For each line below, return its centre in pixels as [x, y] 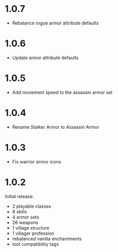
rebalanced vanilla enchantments [47, 239]
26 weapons [25, 222]
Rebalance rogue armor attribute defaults [55, 23]
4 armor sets [25, 217]
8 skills [20, 211]
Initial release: [19, 196]
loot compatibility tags [35, 244]
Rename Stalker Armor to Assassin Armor [56, 127]
